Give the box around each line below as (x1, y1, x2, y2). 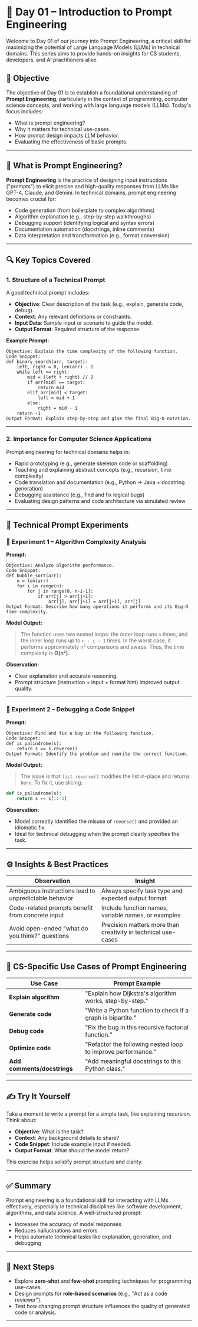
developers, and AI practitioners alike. (6, 56, 98, 63)
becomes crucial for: (6, 195, 57, 202)
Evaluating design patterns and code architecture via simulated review (14, 497, 186, 504)
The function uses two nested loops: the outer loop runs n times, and (20, 631, 188, 638)
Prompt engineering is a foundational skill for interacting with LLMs (6, 1197, 169, 1204)
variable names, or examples (101, 911, 181, 920)
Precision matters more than (101, 921, 180, 929)
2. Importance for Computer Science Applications (6, 435, 152, 443)
